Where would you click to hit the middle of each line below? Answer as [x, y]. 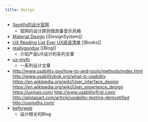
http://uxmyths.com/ [33, 103]
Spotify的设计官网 [31, 24]
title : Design [20, 10]
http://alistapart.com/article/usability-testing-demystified [71, 97]
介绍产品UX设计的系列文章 [47, 54]
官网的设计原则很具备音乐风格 [50, 31]
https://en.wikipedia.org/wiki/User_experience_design [68, 87]
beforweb [22, 108]
